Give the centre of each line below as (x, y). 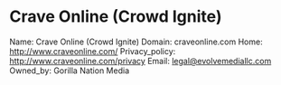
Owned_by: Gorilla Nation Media (69, 71)
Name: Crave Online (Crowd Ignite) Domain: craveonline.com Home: (136, 42)
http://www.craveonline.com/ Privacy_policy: (93, 51)
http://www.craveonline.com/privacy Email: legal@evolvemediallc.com (140, 61)
